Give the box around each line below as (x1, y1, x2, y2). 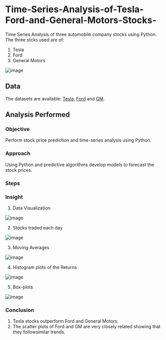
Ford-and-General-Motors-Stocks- (5, 14, 157, 26)
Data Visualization (12, 205, 51, 211)
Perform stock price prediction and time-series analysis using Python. (5, 137, 152, 143)
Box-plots (12, 284, 33, 290)
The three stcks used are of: (5, 37, 64, 43)
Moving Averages (12, 244, 50, 250)
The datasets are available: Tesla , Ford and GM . (5, 95, 105, 101)
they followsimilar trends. (12, 329, 65, 335)
